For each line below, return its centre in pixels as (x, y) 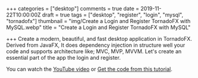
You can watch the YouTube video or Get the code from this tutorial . (89, 69)
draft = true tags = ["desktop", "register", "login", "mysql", (112, 15)
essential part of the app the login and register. (63, 58)
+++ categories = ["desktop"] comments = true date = (73, 9)
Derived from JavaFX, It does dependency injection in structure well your (96, 45)
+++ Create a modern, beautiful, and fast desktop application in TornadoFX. (99, 39)
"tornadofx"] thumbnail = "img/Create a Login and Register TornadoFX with (98, 21)
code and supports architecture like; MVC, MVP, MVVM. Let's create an (94, 51)
